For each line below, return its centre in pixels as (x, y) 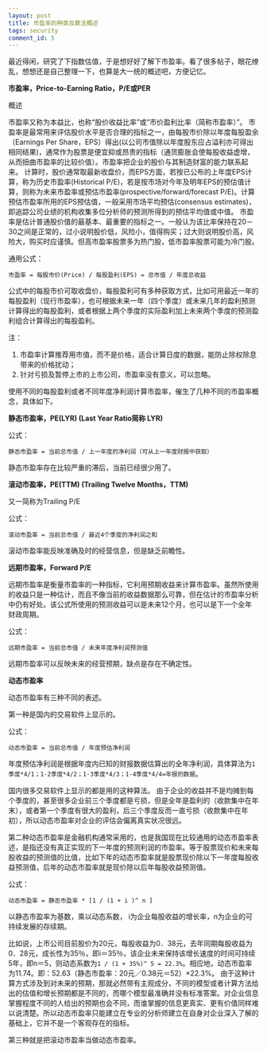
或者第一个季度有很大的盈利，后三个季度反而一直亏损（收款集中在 (133, 811)
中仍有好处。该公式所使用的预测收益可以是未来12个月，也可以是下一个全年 (130, 604)
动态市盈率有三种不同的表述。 (57, 698)
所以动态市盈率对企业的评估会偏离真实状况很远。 (105, 820)
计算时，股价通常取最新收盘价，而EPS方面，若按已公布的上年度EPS (134, 172)
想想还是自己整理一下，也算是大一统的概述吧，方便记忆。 (116, 72)
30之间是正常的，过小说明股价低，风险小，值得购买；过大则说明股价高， (128, 232)
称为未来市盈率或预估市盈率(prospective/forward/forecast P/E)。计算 (142, 192)
